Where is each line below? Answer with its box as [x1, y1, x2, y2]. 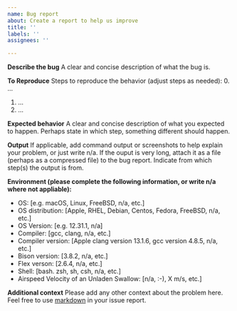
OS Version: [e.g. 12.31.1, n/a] [17, 222, 103, 230]
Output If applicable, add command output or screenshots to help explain [7, 141, 223, 150]
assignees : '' [7, 37, 50, 44]
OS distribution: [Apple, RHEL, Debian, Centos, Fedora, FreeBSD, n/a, [17, 206, 221, 215]
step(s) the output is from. [7, 163, 84, 172]
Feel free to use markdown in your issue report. [7, 296, 147, 305]
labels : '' [7, 30, 40, 38]
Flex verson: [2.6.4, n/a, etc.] [17, 260, 102, 268]
